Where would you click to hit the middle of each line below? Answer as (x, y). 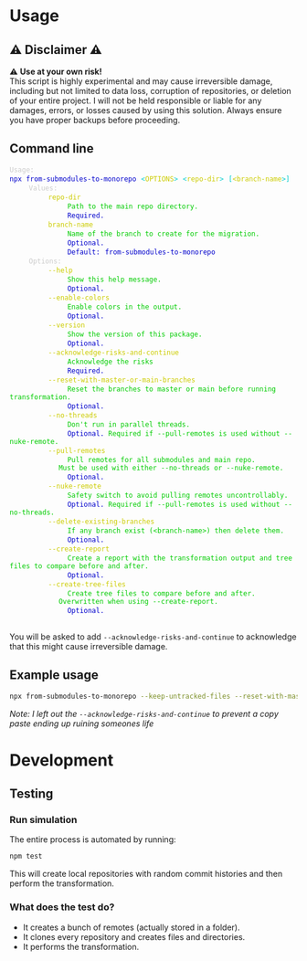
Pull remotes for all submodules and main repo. (161, 459)
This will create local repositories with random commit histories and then (146, 874)
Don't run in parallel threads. (128, 424)
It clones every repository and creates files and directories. (134, 936)
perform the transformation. (62, 883)
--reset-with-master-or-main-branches (122, 380)
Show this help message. (114, 280)
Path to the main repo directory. (133, 206)
